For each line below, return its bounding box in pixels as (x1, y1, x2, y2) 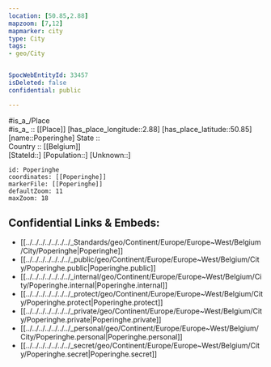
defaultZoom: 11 (8, 187, 63, 195)
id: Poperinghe (8, 165, 60, 174)
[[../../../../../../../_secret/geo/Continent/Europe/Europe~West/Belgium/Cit (19, 341, 260, 351)
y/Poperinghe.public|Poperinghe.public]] (19, 263, 156, 273)
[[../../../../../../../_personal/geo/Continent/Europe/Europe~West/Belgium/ (19, 323, 259, 333)
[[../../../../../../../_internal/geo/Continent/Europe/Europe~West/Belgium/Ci (19, 272, 262, 282)
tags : (8, 42, 27, 50)
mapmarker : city (8, 27, 63, 35)
